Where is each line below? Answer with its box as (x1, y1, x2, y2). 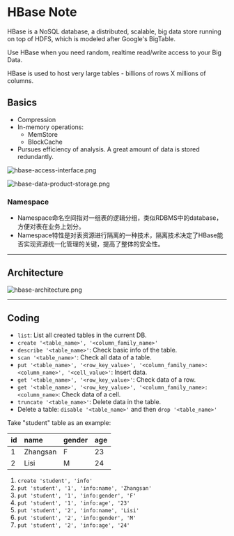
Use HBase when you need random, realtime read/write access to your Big (7, 48, 221, 57)
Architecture (7, 267, 64, 279)
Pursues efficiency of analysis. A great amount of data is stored (17, 144, 200, 154)
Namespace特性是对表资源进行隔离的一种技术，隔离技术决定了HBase (17, 231, 217, 239)
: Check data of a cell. (58, 390, 121, 399)
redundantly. (17, 152, 54, 161)
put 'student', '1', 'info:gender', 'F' (17, 492, 136, 499)
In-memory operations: (17, 123, 84, 131)
